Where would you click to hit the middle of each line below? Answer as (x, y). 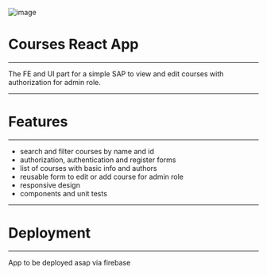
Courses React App (74, 45)
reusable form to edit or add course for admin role (102, 176)
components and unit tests (63, 193)
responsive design (50, 185)
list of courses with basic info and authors (88, 168)
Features (38, 122)
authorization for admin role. (55, 82)
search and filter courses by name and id (87, 151)
